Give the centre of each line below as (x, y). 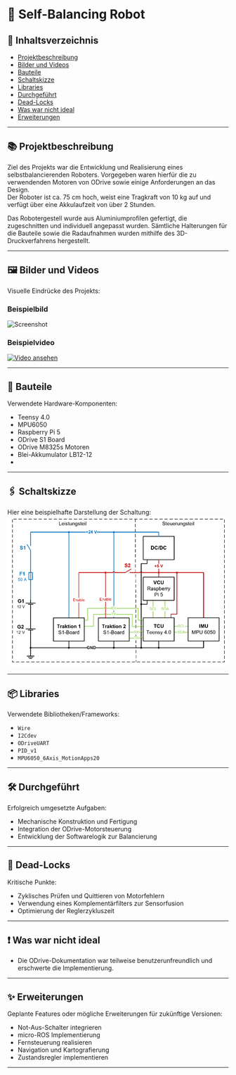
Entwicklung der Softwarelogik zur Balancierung (87, 836)
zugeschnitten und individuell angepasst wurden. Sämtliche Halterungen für (117, 225)
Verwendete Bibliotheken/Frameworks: (63, 714)
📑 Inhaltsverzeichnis (53, 40)
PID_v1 (27, 750)
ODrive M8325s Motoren (53, 447)
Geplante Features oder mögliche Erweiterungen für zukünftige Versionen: (115, 1014)
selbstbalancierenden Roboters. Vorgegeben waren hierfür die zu (102, 175)
